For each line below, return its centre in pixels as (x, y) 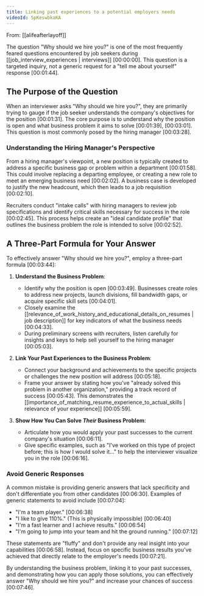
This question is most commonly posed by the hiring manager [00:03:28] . (99, 132)
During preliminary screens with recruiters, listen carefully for (101, 334)
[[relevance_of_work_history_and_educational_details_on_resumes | (109, 314)
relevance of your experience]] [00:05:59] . (78, 409)
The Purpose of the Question (62, 92)
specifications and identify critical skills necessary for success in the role (98, 212)
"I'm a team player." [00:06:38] (54, 512)
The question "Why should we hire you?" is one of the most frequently (94, 47)
